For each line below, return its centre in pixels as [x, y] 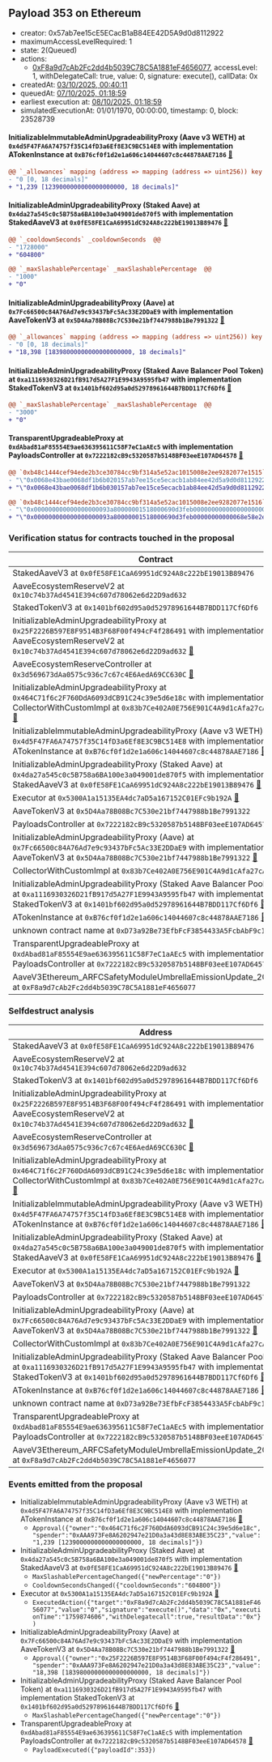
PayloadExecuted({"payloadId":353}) [94, 1750]
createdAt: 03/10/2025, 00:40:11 [74, 84]
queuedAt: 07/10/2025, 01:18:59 [73, 93]
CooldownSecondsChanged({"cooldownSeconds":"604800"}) [126, 1586]
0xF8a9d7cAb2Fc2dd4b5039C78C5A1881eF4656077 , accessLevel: [144, 67]
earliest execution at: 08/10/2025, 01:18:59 [91, 101]
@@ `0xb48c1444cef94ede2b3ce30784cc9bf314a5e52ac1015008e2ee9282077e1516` [137, 502]
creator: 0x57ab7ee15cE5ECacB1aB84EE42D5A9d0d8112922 [122, 32]
